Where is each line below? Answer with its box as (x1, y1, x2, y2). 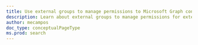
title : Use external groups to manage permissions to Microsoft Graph (6, 8, 183, 15)
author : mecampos (6, 19, 49, 25)
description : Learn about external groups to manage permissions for (6, 14, 181, 20)
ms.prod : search (6, 30, 46, 36)
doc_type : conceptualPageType (6, 25, 81, 31)
